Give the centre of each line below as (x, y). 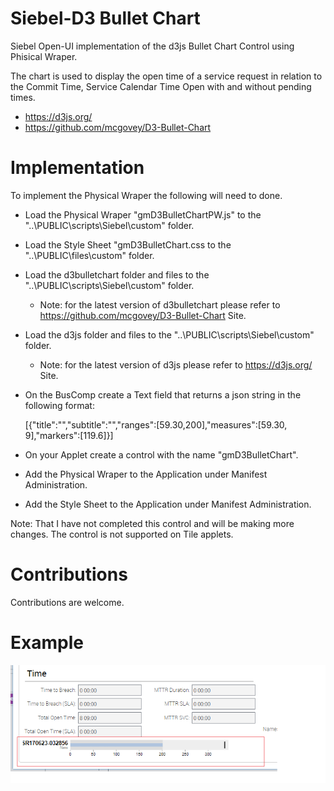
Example (47, 643)
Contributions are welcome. (67, 602)
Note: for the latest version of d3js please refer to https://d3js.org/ (176, 364)
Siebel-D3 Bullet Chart (105, 18)
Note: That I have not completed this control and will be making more (152, 523)
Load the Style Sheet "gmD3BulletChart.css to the (128, 244)
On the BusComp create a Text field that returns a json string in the (163, 394)
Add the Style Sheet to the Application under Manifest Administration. (168, 504)
